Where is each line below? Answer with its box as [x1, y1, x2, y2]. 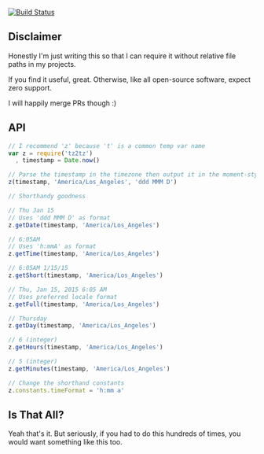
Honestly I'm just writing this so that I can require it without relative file [8, 51, 236, 61]
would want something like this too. [8, 437, 123, 447]
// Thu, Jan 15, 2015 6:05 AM [8, 286, 108, 293]
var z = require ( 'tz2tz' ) [8, 149, 93, 157]
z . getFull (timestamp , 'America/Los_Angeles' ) [8, 300, 159, 308]
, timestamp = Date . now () [15, 157, 101, 164]
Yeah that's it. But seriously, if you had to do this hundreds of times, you [8, 429, 241, 438]
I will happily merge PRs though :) [8, 98, 117, 108]
